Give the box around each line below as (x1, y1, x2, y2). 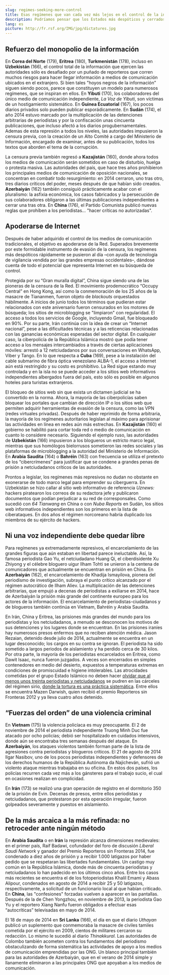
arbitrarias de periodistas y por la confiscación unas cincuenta (5, 117, 135, 123)
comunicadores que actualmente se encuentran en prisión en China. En (5, 566, 153, 572)
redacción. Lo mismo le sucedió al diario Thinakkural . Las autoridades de (5, 933, 157, 939)
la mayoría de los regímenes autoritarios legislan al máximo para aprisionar (5, 416, 160, 422)
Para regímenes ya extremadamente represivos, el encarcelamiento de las (5, 545, 159, 551)
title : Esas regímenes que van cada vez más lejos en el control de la (5, 12, 158, 17)
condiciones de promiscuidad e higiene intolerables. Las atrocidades (5, 667, 148, 673)
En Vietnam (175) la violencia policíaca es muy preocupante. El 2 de (5, 722, 146, 728)
